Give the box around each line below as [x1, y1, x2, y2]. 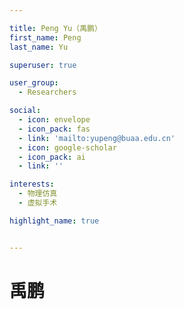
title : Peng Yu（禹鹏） [9, 23, 102, 33]
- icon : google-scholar [18, 142, 117, 153]
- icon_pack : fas [18, 124, 91, 134]
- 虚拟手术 [18, 198, 58, 208]
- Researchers [18, 87, 77, 98]
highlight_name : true [9, 216, 100, 226]
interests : [9, 179, 55, 190]
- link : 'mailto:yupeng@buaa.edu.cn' [18, 133, 176, 143]
